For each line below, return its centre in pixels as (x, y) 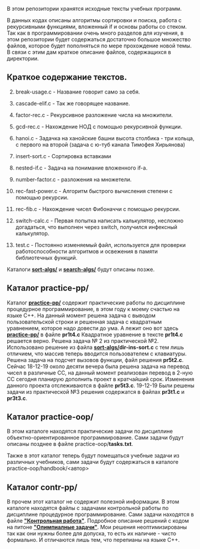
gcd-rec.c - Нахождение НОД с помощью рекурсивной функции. (99, 126)
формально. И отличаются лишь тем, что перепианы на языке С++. (93, 540)
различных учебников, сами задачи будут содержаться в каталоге (93, 462)
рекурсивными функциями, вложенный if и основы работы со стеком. (97, 27)
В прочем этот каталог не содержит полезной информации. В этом (93, 502)
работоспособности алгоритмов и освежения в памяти (87, 251)
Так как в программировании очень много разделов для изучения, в (95, 33)
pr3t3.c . (17, 398)
